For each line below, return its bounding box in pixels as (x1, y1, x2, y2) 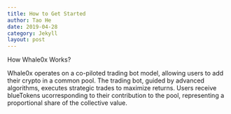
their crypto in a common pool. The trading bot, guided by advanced (7, 76, 205, 85)
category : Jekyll (7, 29, 58, 37)
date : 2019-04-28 (7, 23, 58, 30)
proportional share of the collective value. (7, 99, 127, 107)
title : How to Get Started (7, 10, 86, 17)
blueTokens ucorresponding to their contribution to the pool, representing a (7, 92, 225, 100)
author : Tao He (7, 17, 52, 24)
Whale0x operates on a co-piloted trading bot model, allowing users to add (7, 69, 224, 78)
